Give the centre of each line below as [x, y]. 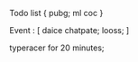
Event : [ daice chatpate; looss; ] [69, 30]
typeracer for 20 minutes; [57, 48]
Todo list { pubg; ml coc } [56, 13]
